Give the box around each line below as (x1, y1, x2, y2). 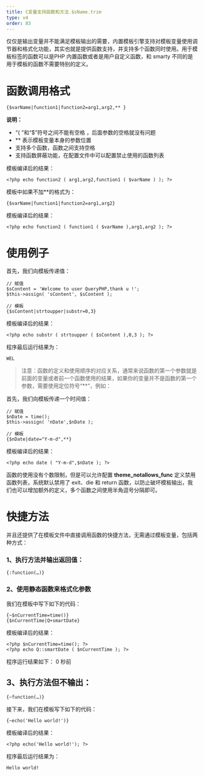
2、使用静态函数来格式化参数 (6, 585, 91, 593)
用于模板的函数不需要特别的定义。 (6, 60, 92, 68)
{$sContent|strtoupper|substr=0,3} (6, 309, 97, 315)
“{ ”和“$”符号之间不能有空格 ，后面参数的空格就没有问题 (15, 129, 156, 136)
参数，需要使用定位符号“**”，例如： (21, 382, 112, 390)
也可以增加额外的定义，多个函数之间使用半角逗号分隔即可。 (11, 486, 161, 494)
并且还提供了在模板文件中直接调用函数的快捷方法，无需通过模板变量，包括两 (6, 531, 198, 539)
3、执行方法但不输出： (6, 677, 92, 688)
